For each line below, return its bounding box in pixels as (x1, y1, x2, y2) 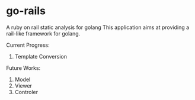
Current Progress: (6, 41, 50, 49)
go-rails (6, 4, 46, 18)
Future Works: (6, 64, 41, 72)
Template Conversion (14, 53, 67, 60)
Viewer (14, 82, 33, 89)
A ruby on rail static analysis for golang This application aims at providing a (6, 24, 190, 31)
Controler (14, 88, 39, 95)
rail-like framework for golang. (6, 30, 81, 37)
